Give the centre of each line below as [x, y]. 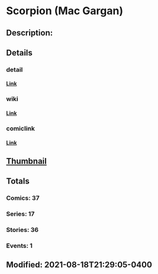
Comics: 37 [23, 198]
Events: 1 [19, 246]
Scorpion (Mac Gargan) [65, 11]
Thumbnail [27, 161]
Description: [30, 33]
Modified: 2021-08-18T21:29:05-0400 [79, 265]
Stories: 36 [22, 230]
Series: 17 [20, 214]
